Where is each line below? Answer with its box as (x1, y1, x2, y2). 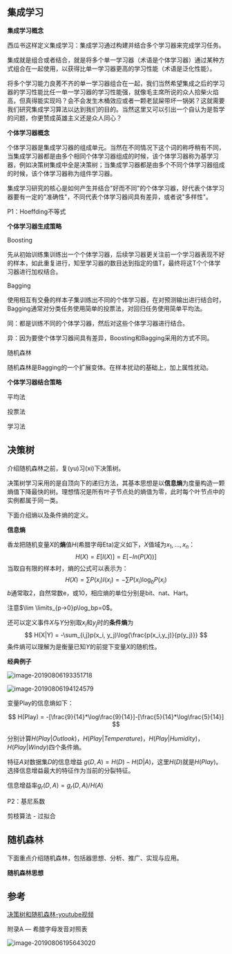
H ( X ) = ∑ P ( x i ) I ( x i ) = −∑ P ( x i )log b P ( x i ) (65, 576, 167, 585)
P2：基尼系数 (7, 797, 46, 805)
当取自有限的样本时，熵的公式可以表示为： (7, 564, 128, 573)
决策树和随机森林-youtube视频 (7, 910, 95, 919)
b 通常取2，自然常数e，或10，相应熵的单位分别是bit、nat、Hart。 (7, 589, 192, 597)
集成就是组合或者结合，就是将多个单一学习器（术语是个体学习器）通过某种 (7, 55, 219, 64)
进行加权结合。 (19, 267, 62, 276)
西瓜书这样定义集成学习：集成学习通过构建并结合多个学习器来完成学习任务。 (7, 41, 225, 49)
